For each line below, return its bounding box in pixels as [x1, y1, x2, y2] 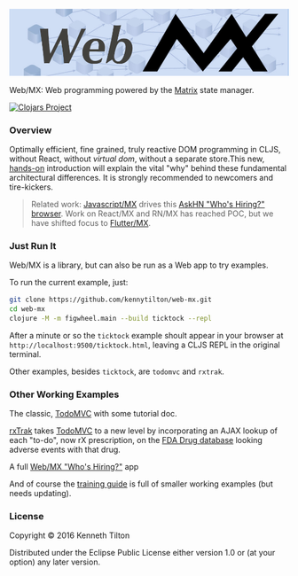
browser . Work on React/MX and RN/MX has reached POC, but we [30, 208, 274, 219]
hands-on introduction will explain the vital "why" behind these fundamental [9, 162, 286, 173]
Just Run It [9, 239, 57, 252]
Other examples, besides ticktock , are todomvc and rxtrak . [9, 366, 224, 377]
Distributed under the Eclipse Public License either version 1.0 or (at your [9, 548, 276, 558]
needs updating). [9, 488, 72, 499]
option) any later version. [9, 557, 100, 567]
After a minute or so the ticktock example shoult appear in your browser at [9, 330, 284, 340]
